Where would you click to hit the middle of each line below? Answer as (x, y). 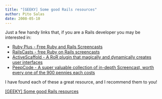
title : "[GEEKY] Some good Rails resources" (51, 9)
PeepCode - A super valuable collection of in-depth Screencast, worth (83, 67)
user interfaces (27, 62)
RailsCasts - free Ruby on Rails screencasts (56, 52)
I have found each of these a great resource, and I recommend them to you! (81, 82)
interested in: (18, 37)
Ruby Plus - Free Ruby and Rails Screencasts (57, 47)
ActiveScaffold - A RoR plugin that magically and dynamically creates (82, 57)
